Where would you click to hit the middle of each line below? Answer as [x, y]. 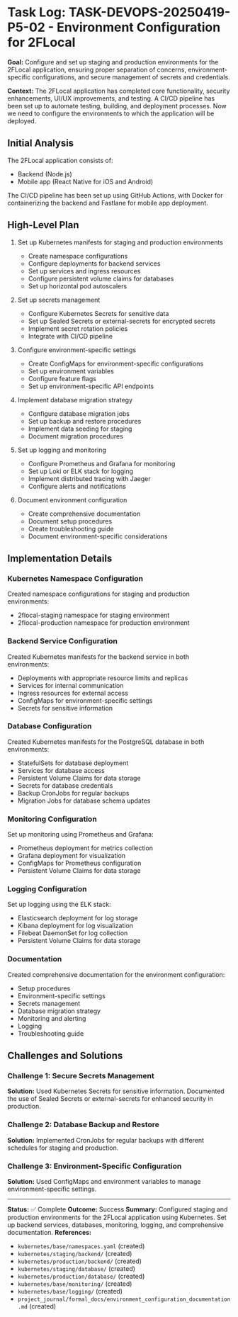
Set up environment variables [71, 371]
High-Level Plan [43, 225]
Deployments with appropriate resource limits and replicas [103, 678]
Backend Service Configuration [63, 641]
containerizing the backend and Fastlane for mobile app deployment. [108, 203]
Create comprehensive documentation [84, 514]
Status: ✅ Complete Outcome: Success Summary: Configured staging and [118, 1209]
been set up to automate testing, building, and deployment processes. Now [117, 106]
